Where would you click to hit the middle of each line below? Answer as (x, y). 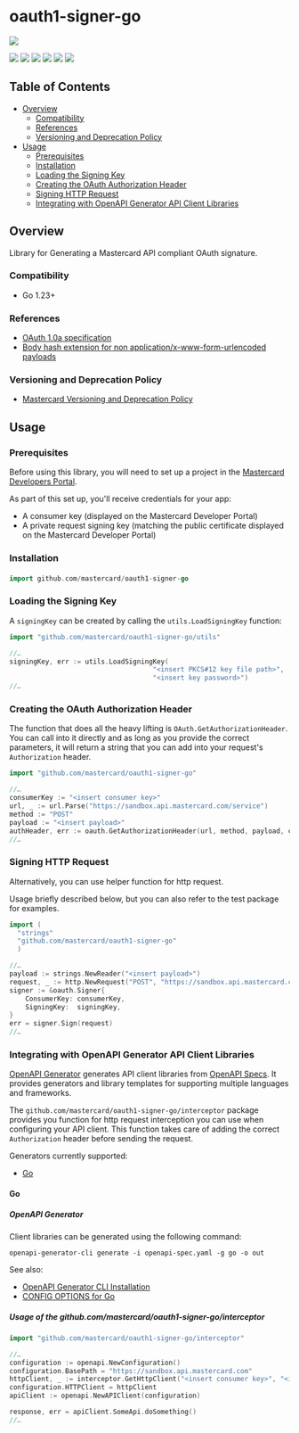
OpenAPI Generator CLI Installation (86, 1287)
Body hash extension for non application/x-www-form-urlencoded (144, 347)
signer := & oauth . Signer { (57, 990)
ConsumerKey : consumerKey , (75, 999)
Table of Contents (60, 87)
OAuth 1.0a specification (67, 338)
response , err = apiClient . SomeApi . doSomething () (103, 1412)
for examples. (34, 908)
